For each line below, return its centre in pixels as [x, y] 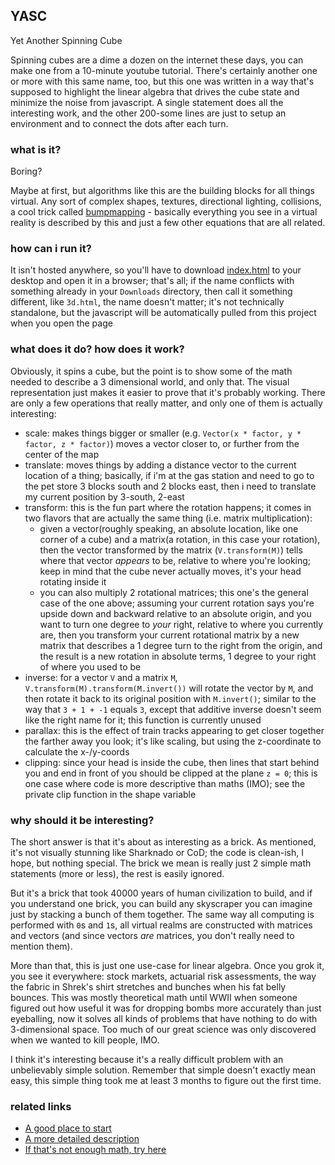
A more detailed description [82, 1139]
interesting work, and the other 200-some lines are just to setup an [148, 113]
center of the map [62, 454]
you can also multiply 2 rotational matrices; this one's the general [174, 592]
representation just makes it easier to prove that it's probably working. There [168, 392]
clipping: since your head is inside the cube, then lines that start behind [172, 762]
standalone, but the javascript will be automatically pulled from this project [163, 313]
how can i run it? [51, 249]
